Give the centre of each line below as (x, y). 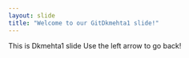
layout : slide (32, 15)
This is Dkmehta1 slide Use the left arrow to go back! (95, 45)
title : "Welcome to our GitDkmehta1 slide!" (84, 23)
